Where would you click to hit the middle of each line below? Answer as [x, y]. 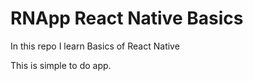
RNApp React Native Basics [127, 18]
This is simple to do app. [61, 65]
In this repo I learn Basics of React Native [95, 46]
